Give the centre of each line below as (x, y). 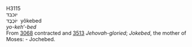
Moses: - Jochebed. (31, 39)
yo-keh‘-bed (21, 27)
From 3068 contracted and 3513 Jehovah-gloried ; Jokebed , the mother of (96, 33)
